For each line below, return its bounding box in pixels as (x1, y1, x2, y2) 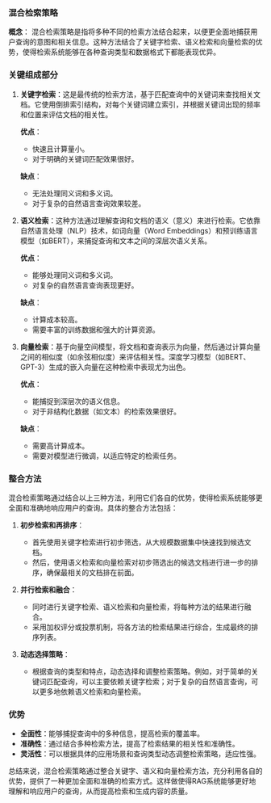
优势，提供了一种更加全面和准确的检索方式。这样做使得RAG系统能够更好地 (8, 776, 256, 786)
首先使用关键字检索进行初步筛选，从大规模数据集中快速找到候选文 (31, 537, 252, 547)
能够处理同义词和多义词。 (31, 270, 118, 280)
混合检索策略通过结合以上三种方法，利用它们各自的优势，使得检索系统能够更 (8, 493, 263, 502)
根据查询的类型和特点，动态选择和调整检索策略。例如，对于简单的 (31, 666, 252, 676)
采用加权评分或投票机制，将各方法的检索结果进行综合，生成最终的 (31, 622, 252, 632)
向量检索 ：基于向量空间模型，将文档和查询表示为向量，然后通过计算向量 (19, 342, 261, 351)
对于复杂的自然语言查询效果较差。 (31, 198, 146, 208)
